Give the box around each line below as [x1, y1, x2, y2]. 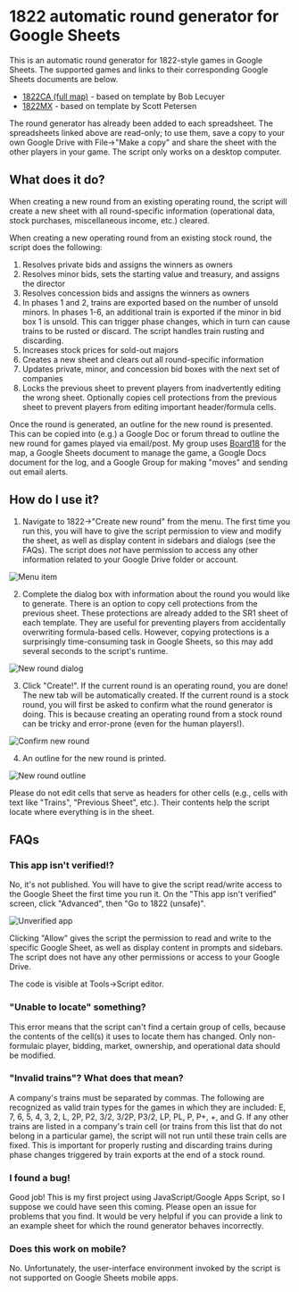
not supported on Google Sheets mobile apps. [9, 1272, 179, 1283]
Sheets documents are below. [9, 73, 119, 84]
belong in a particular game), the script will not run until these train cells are [9, 1130, 287, 1141]
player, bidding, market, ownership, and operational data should [46, 1040, 281, 1051]
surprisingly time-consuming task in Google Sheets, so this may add [21, 636, 274, 647]
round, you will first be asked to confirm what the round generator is [21, 699, 274, 709]
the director [21, 278, 66, 289]
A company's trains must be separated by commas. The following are [9, 1092, 265, 1103]
